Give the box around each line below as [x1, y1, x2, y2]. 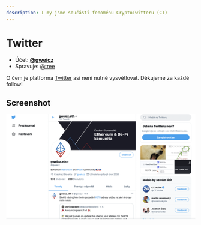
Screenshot [6, 98, 51, 108]
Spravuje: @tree [14, 62, 55, 70]
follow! [6, 80, 23, 88]
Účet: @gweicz [14, 56, 54, 63]
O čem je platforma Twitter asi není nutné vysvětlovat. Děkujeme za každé [6, 74, 190, 81]
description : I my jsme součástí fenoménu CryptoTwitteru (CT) [6, 10, 168, 16]
